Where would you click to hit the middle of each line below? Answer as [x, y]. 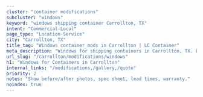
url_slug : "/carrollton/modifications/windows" [67, 57]
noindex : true [24, 85]
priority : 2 [21, 74]
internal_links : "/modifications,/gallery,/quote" [71, 68]
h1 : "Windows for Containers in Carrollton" [63, 62]
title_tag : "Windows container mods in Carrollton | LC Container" [93, 46]
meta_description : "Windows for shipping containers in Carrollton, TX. [100, 51]
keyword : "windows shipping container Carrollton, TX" [77, 23]
